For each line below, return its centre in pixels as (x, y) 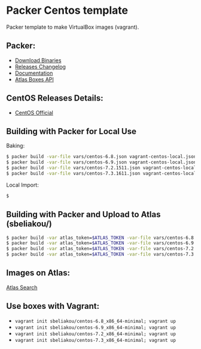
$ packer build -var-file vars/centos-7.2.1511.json (73, 168)
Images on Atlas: (38, 273)
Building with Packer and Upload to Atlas (83, 215)
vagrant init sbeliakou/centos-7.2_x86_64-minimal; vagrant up (95, 334)
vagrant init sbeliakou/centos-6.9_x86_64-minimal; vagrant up (95, 327)
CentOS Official (34, 113)
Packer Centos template (67, 10)
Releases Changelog (40, 66)
